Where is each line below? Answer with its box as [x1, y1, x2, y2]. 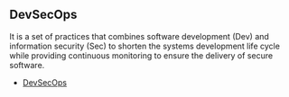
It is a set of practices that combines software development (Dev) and [9, 31, 269, 41]
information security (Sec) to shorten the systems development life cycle [9, 40, 280, 51]
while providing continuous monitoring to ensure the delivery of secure [9, 49, 274, 61]
